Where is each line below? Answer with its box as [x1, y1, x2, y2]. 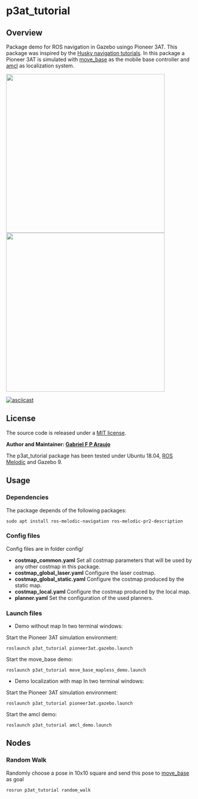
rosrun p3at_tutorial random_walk [6, 787, 91, 793]
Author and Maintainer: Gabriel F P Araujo [6, 440, 111, 447]
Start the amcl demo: [6, 711, 57, 718]
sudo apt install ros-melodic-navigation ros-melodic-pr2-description [6, 518, 183, 524]
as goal [6, 775, 24, 782]
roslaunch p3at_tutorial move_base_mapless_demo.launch [6, 667, 146, 673]
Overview [6, 28, 43, 38]
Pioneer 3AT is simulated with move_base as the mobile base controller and [6, 56, 190, 63]
